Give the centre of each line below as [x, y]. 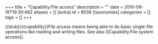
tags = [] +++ [19, 17]
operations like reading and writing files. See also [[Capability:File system [79, 32]
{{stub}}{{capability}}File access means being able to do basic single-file [79, 27]
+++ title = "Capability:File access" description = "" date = [64, 7]
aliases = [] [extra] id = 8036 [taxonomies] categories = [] [92, 12]
